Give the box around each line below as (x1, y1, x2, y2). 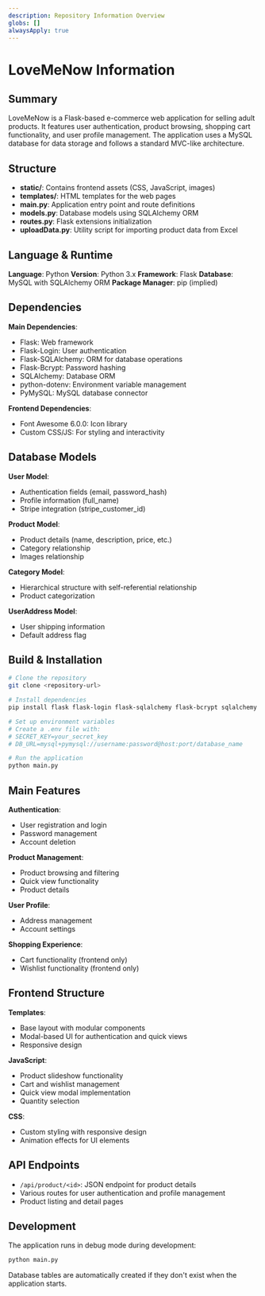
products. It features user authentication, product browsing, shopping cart (8, 122, 252, 131)
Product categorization (19, 590, 95, 601)
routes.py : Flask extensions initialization (19, 216, 152, 227)
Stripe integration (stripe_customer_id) (19, 504, 146, 513)
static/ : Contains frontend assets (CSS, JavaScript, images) (19, 183, 216, 193)
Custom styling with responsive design (19, 1127, 147, 1136)
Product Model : (8, 519, 60, 529)
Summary (8, 92, 58, 106)
